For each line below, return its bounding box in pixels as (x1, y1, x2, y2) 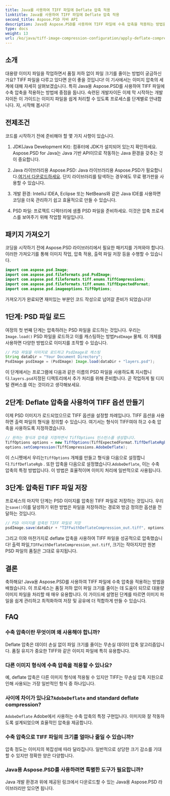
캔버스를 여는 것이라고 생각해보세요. (10, 382, 81, 388)
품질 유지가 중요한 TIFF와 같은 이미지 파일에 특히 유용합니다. (12, 648, 131, 654)
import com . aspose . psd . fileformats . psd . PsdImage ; (5, 272, 112, 277)
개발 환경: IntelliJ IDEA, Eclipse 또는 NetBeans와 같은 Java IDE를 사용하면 (12, 190, 161, 196)
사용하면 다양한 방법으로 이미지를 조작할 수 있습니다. (5, 340, 108, 346)
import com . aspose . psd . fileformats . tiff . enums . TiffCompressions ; (5, 277, 146, 282)
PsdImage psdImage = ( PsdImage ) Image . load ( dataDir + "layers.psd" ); (5, 359, 155, 364)
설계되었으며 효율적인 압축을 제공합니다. (14, 719, 94, 726)
